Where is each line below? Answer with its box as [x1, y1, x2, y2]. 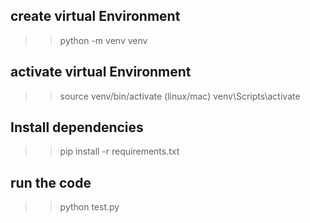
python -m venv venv [59, 34, 148, 46]
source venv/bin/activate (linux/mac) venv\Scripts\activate [59, 90, 301, 102]
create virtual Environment [10, 8, 181, 25]
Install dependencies [10, 119, 144, 136]
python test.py [59, 201, 120, 213]
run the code [10, 174, 92, 191]
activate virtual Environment [10, 64, 192, 81]
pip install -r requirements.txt [59, 145, 180, 158]
